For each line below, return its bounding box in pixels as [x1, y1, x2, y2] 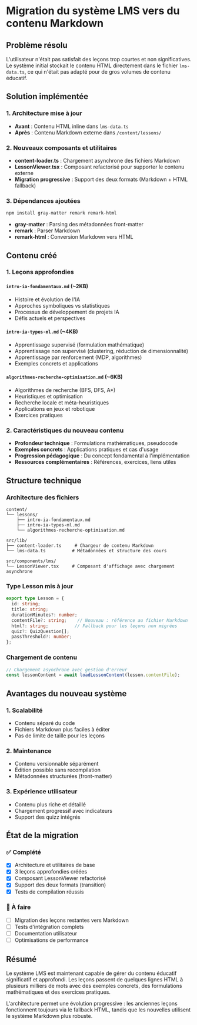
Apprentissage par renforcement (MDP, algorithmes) [14, 354, 142, 361]
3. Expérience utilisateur [6, 787, 78, 796]
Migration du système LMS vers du [6, 4, 180, 18]
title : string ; [11, 607, 49, 612]
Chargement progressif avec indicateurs [14, 807, 113, 814]
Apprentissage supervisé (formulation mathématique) [14, 341, 145, 348]
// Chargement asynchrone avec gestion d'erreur [6, 667, 128, 673]
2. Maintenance [6, 747, 52, 755]
